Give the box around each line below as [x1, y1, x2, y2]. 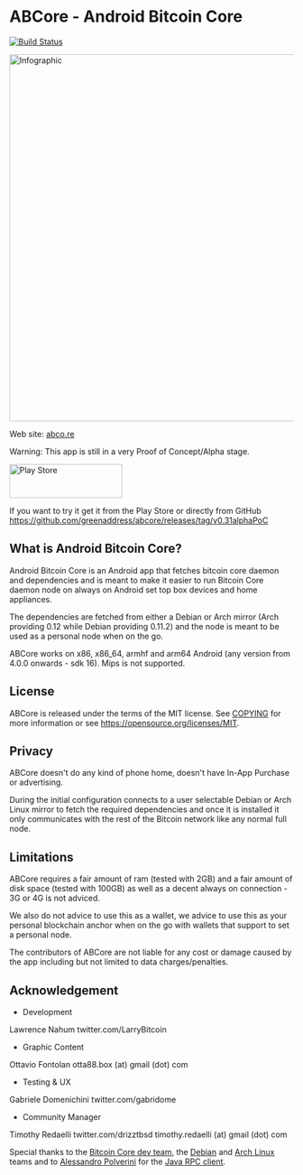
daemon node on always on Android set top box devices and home [9, 584, 259, 595]
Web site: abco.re [9, 428, 75, 439]
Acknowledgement [9, 983, 119, 998]
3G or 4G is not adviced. [9, 892, 101, 904]
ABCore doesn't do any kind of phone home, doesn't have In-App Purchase [9, 768, 290, 779]
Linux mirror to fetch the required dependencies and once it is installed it [9, 804, 280, 815]
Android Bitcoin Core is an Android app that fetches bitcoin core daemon [9, 564, 280, 575]
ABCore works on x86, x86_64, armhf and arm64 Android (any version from [9, 648, 290, 658]
